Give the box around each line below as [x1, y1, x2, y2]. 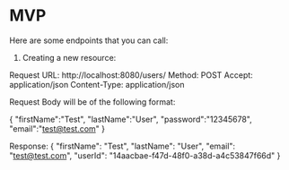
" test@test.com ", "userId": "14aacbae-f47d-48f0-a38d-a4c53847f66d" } [9, 149, 281, 161]
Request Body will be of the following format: [9, 96, 176, 107]
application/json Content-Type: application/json [9, 79, 185, 89]
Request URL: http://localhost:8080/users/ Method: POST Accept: [9, 69, 253, 81]
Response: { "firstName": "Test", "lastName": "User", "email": [9, 140, 236, 151]
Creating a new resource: [22, 52, 117, 63]
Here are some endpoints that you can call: [9, 35, 169, 46]
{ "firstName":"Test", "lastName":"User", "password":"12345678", [9, 114, 253, 124]
